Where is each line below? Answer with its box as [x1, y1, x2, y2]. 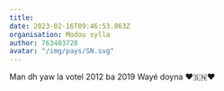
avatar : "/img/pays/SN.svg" [9, 47, 115, 56]
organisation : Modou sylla [9, 30, 111, 39]
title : [9, 13, 34, 23]
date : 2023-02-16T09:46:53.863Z [9, 22, 130, 31]
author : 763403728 [9, 38, 78, 48]
